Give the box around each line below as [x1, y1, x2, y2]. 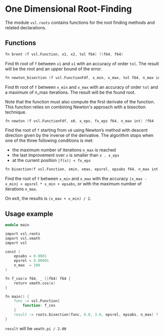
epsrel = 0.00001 [14, 258, 49, 263]
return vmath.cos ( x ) [14, 280, 56, 286]
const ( [5, 249, 21, 254]
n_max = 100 [14, 263, 41, 268]
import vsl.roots [5, 231, 41, 236]
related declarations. [5, 24, 46, 30]
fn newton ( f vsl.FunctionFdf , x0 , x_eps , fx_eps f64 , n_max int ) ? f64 [5, 119, 154, 123]
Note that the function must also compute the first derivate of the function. [5, 99, 155, 104]
